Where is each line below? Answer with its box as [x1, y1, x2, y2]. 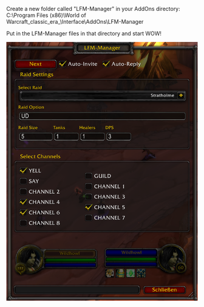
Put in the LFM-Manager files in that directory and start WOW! [6, 30, 162, 37]
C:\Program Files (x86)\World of [6, 12, 87, 19]
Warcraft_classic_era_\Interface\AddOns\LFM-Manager [6, 18, 144, 25]
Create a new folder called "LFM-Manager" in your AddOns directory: [6, 5, 180, 12]
